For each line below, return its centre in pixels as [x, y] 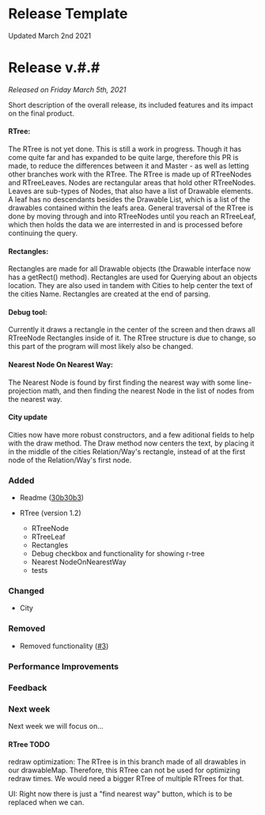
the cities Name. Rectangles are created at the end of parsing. [110, 294]
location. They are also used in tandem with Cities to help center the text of [131, 286]
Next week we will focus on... [56, 726]
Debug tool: [28, 312]
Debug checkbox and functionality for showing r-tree [118, 554]
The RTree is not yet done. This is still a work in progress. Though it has [125, 149]
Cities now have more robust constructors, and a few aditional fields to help [131, 434]
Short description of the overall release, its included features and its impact [131, 104]
